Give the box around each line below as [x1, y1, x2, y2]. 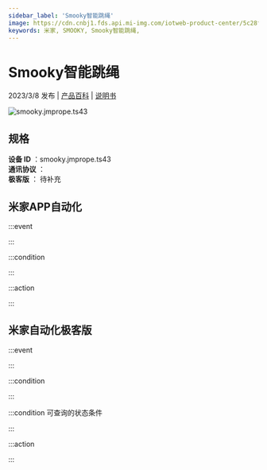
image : [8, 19, 30, 27]
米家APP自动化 [8, 200, 82, 213]
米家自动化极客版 [8, 324, 92, 337]
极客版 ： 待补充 [8, 174, 61, 184]
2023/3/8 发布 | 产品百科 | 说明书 [8, 91, 117, 100]
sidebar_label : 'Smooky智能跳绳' [8, 11, 114, 20]
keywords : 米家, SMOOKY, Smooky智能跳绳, [8, 26, 141, 34]
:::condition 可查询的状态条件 [8, 407, 103, 418]
